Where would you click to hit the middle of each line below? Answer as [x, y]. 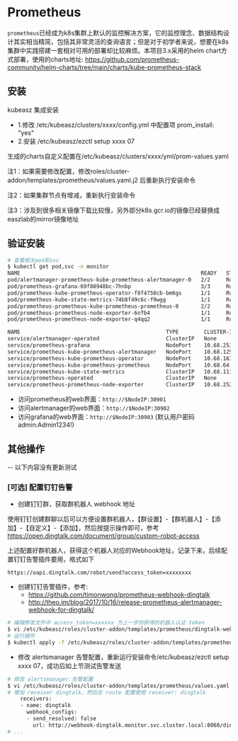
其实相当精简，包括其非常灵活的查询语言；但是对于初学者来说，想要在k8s [121, 41]
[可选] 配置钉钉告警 [40, 487]
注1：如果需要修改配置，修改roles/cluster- [68, 171]
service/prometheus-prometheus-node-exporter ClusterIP [101, 385]
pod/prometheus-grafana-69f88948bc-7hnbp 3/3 [109, 287]
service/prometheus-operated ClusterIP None [112, 378]
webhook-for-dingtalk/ [61, 610]
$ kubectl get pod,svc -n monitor [58, 267]
